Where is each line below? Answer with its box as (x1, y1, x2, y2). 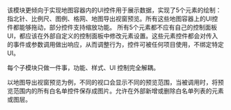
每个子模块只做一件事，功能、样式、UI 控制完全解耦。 (7, 64, 160, 71)
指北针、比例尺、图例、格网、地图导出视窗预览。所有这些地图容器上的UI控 (7, 14, 219, 23)
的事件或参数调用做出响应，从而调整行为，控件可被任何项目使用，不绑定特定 (7, 41, 224, 48)
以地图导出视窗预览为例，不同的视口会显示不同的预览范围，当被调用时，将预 (7, 78, 224, 86)
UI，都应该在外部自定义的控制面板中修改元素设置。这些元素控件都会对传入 (7, 32, 219, 40)
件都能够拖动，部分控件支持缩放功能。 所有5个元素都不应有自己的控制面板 (7, 23, 218, 31)
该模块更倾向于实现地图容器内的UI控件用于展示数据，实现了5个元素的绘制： (7, 6, 222, 14)
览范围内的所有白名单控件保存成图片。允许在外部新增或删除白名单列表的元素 (7, 87, 224, 95)
